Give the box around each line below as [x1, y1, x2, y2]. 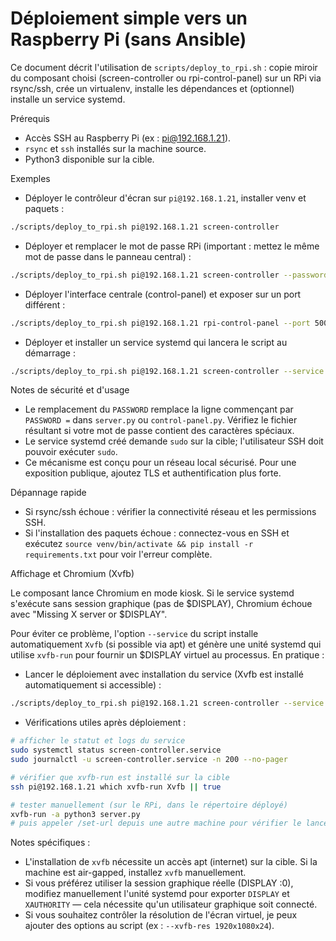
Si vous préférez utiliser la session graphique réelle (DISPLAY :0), [24, 877, 294, 889]
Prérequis [10, 112, 50, 124]
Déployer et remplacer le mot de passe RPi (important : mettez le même [24, 240, 320, 252]
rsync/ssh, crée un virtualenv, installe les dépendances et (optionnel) [10, 82, 295, 94]
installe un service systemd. [10, 93, 126, 105]
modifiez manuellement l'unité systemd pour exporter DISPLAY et [24, 888, 290, 900]
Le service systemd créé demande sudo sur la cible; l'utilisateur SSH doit [24, 435, 324, 447]
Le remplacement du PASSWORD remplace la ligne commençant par [24, 403, 294, 416]
